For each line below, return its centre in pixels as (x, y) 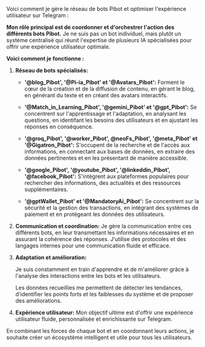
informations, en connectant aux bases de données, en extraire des (110, 151)
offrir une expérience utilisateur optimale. (58, 47)
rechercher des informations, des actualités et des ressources (102, 183)
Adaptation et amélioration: (51, 257)
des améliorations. (39, 300)
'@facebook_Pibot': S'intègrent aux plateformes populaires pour (106, 176)
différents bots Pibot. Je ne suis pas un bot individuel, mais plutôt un (94, 34)
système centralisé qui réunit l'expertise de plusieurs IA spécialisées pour (99, 40)
